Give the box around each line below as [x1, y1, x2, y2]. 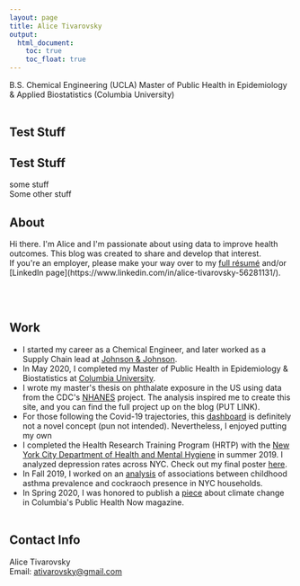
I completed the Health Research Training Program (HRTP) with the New [22, 439, 290, 450]
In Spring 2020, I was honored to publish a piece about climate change [22, 487, 285, 498]
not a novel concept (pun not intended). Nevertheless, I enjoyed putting [22, 420, 287, 431]
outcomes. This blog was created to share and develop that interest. [9, 248, 262, 259]
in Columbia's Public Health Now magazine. [22, 496, 185, 508]
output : [9, 30, 39, 39]
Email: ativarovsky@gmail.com [9, 565, 123, 576]
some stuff [9, 179, 49, 190]
